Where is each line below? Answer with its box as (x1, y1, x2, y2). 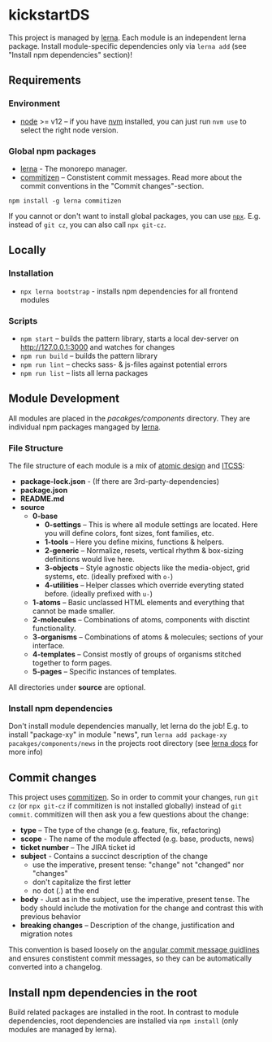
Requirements (8, 73, 81, 87)
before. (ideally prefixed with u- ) (44, 589, 153, 599)
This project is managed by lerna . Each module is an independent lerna (8, 33, 246, 42)
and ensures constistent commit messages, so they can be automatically (8, 953, 253, 963)
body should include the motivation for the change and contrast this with (19, 903, 264, 913)
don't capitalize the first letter (32, 877, 132, 887)
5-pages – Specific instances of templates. (32, 667, 177, 677)
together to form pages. (32, 658, 112, 668)
